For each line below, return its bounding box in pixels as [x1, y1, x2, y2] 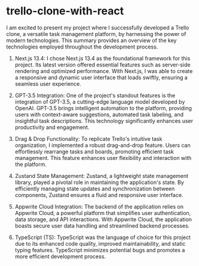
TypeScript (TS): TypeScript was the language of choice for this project [14, 234, 191, 241]
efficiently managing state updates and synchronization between [14, 185, 175, 192]
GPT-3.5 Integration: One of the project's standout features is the [14, 92, 176, 99]
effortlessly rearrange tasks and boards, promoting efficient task [14, 148, 174, 155]
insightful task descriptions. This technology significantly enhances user [14, 117, 194, 124]
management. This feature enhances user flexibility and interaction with [14, 154, 192, 161]
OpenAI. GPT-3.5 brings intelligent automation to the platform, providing [14, 104, 192, 111]
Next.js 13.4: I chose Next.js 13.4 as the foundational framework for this [14, 55, 191, 62]
